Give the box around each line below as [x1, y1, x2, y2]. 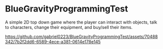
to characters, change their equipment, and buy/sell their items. [5, 24, 133, 30]
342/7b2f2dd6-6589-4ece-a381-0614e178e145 [5, 38, 101, 44]
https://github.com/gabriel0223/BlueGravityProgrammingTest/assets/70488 [5, 34, 158, 39]
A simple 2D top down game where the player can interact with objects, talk [5, 19, 158, 25]
